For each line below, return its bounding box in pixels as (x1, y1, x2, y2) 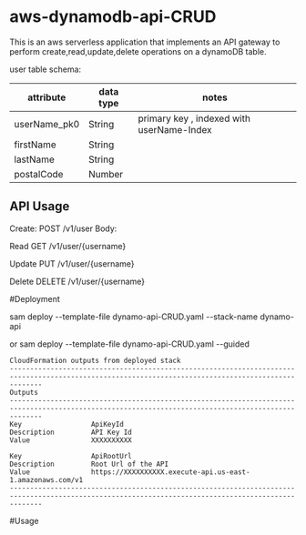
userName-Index (138, 123, 212, 136)
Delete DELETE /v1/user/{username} (9, 276, 146, 287)
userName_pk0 (14, 117, 80, 130)
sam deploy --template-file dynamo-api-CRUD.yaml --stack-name (9, 311, 259, 322)
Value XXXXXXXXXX (9, 435, 132, 445)
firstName (14, 138, 56, 151)
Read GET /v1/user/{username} (9, 240, 127, 251)
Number (87, 167, 124, 180)
